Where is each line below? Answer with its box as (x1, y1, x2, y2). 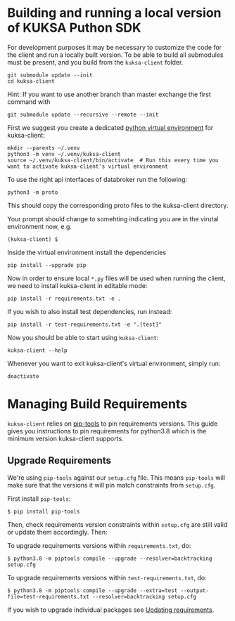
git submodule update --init (7, 72, 93, 79)
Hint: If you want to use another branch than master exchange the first (7, 90, 211, 98)
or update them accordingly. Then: (7, 528, 108, 536)
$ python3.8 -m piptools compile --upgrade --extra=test (7, 587, 178, 594)
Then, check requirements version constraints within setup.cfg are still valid (7, 520, 228, 528)
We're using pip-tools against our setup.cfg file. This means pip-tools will (7, 473, 225, 482)
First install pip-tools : (7, 494, 71, 503)
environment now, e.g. (7, 222, 72, 230)
